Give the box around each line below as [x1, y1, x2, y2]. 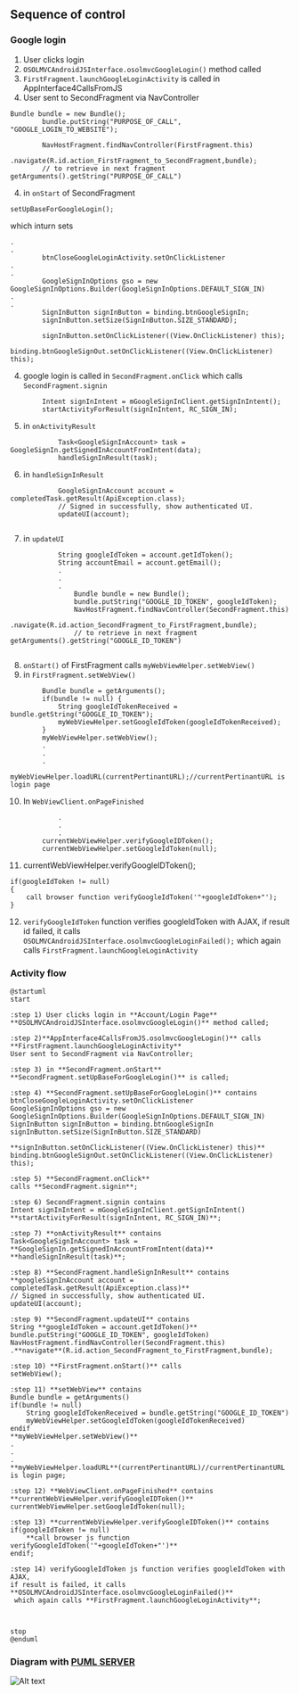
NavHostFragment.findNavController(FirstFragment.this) [42, 140, 254, 150]
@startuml [10, 987, 47, 996]
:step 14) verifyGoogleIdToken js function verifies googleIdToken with [10, 1565, 286, 1574]
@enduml [10, 1634, 39, 1644]
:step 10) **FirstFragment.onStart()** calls [10, 1361, 182, 1370]
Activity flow [10, 967, 67, 979]
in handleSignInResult [22, 468, 105, 480]
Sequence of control [10, 7, 125, 22]
